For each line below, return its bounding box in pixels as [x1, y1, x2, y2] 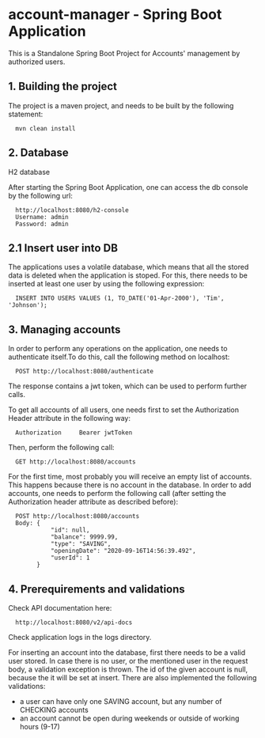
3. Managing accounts [8, 323, 121, 336]
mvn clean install [15, 124, 77, 132]
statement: [8, 109, 44, 119]
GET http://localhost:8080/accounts [15, 458, 136, 466]
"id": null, [50, 526, 90, 535]
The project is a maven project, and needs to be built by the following [8, 100, 234, 110]
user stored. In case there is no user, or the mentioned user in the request [8, 657, 248, 665]
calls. [8, 390, 26, 399]
